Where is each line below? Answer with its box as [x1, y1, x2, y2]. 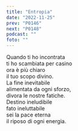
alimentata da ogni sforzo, [6, 86, 71, 92]
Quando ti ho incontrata [6, 54, 65, 60]
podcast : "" [6, 31, 36, 37]
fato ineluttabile [6, 105, 45, 112]
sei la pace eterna [6, 111, 51, 118]
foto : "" [6, 37, 28, 43]
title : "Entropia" [6, 8, 53, 15]
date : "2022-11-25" [6, 14, 56, 21]
